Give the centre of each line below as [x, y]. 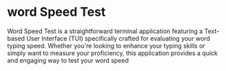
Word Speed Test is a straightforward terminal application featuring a [105, 31]
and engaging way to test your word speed [68, 60]
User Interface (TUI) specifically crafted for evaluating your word [118, 38]
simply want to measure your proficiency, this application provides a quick [113, 53]
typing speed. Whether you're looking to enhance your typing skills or [106, 45]
